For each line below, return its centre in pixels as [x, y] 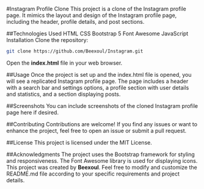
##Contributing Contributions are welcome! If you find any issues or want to [102, 124]
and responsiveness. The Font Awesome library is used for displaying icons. [102, 160]
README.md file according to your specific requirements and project [93, 174]
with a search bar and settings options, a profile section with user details [98, 87]
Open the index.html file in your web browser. [64, 63]
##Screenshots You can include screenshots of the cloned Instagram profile [102, 105]
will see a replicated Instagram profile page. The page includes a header [97, 81]
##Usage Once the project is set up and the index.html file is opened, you [99, 74]
